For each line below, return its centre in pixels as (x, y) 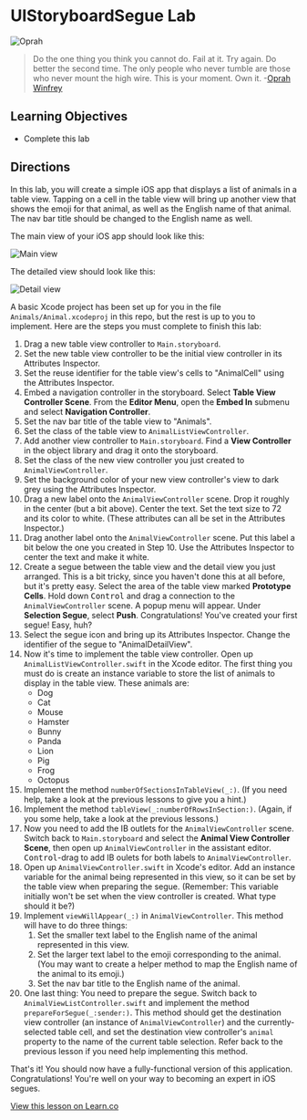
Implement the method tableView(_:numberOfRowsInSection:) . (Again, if (158, 809)
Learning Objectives (69, 116)
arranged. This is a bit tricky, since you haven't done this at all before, (154, 576)
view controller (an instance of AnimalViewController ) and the (139, 1021)
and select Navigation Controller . (87, 411)
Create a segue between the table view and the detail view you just (149, 566)
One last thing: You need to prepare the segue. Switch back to (140, 993)
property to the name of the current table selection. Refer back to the (153, 1042)
